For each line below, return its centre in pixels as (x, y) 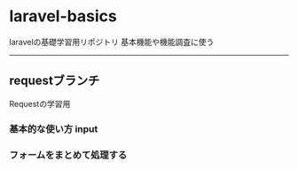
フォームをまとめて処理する (68, 155)
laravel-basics (63, 16)
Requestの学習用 (40, 104)
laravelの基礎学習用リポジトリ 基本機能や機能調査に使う (112, 42)
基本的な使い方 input (54, 128)
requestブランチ (55, 81)
